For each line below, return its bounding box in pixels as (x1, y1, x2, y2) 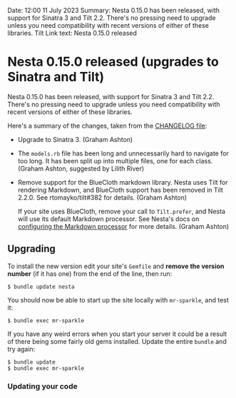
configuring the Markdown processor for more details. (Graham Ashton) (17, 222, 230, 230)
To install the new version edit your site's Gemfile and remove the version (7, 262, 225, 270)
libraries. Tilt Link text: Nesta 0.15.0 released (7, 29, 138, 37)
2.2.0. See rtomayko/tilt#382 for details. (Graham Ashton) (17, 193, 188, 202)
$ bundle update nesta (7, 283, 75, 290)
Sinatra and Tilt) (7, 69, 105, 85)
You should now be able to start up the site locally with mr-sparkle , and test (7, 295, 230, 304)
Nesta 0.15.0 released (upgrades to (7, 53, 219, 70)
